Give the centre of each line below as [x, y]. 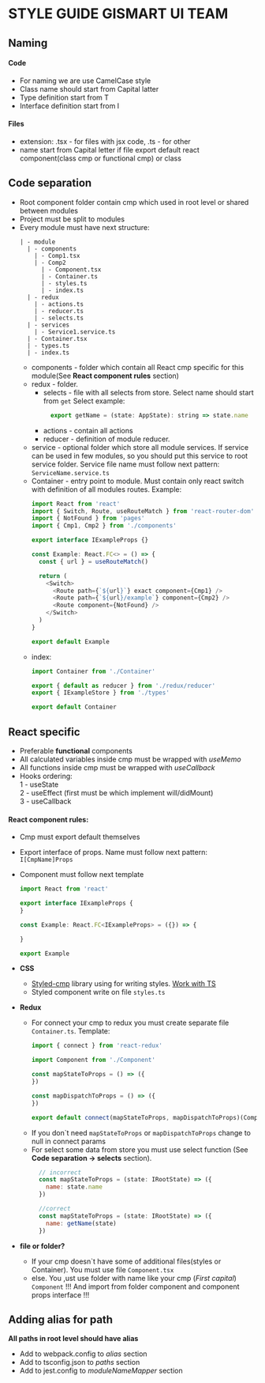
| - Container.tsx [57, 338]
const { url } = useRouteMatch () [93, 561]
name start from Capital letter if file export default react [109, 149]
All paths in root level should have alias [73, 1339]
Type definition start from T [64, 97]
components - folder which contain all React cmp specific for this [138, 367]
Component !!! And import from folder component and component [135, 1287]
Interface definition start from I [69, 106]
